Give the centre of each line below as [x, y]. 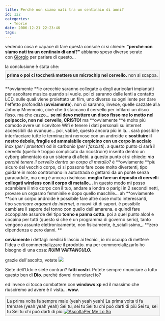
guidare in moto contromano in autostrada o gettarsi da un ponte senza [77, 172]
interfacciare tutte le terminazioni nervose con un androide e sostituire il [79, 136]
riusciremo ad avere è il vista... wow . [42, 289]
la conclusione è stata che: [32, 66]
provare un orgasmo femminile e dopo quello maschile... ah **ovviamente [80, 193]
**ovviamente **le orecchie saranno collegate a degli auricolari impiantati [80, 89]
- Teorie [18, 23]
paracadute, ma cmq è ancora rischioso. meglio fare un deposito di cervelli [82, 177]
